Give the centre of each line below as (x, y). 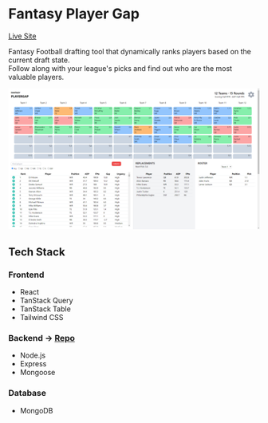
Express (33, 364)
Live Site (22, 36)
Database (27, 393)
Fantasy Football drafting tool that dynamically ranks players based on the (130, 51)
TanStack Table (45, 309)
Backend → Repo (42, 338)
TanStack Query (46, 301)
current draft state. (39, 60)
